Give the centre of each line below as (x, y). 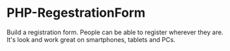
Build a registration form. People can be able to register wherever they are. (115, 32)
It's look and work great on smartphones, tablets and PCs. (91, 39)
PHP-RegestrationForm (76, 13)
